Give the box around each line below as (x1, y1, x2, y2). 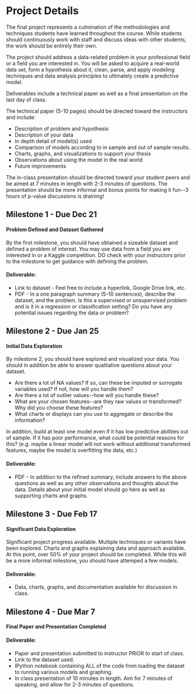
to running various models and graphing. (14, 668, 113, 675)
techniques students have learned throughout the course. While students (6, 29, 183, 36)
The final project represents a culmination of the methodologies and (6, 23, 170, 31)
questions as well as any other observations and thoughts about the (14, 479, 178, 486)
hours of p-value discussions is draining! (6, 192, 104, 199)
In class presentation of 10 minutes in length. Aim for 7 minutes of (14, 675, 173, 682)
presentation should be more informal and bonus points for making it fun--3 (6, 186, 189, 193)
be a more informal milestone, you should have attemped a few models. (6, 557, 178, 564)
